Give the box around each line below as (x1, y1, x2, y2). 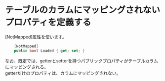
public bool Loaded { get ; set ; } (14, 48, 85, 53)
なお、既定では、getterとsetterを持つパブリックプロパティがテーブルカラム (5, 57, 158, 64)
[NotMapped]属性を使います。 (5, 34, 67, 40)
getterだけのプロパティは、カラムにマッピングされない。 (5, 70, 121, 76)
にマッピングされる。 (5, 64, 48, 70)
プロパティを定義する (5, 17, 91, 28)
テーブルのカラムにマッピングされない (5, 4, 161, 16)
